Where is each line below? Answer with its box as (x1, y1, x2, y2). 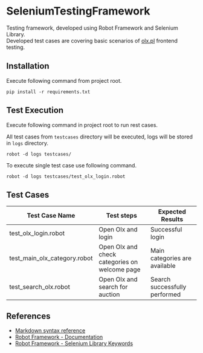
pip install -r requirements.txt (6, 89, 91, 95)
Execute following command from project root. (6, 77, 122, 84)
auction (98, 290, 120, 299)
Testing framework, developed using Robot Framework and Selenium (6, 24, 178, 31)
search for (98, 283, 128, 291)
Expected (158, 207, 186, 216)
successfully (150, 283, 187, 291)
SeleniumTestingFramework (6, 4, 150, 18)
